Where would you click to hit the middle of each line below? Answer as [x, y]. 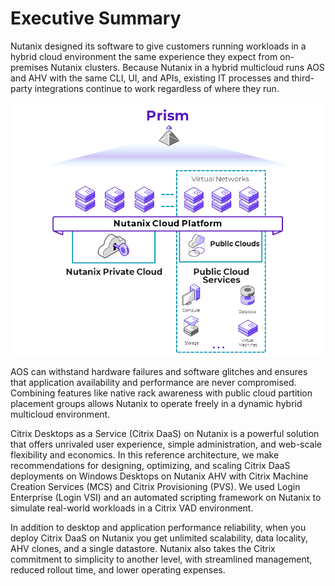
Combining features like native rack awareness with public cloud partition [161, 393]
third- [303, 78]
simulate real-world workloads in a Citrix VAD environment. [132, 508]
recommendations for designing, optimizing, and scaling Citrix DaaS [150, 465]
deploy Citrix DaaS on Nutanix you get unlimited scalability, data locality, [159, 538]
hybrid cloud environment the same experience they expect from [144, 56]
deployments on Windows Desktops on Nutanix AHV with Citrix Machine [159, 476]
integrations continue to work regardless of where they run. [157, 88]
